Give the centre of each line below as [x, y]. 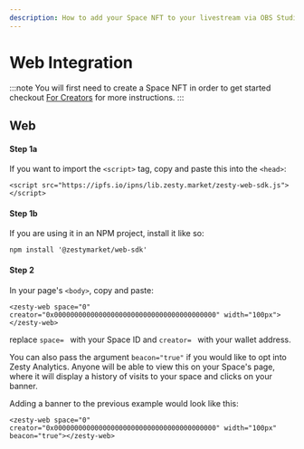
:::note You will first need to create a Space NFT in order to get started [140, 88]
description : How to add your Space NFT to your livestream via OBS [141, 18]
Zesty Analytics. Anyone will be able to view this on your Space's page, [142, 367]
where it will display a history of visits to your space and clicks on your [141, 376]
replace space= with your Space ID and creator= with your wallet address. [150, 339]
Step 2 [22, 270]
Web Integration [71, 62]
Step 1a [24, 148]
